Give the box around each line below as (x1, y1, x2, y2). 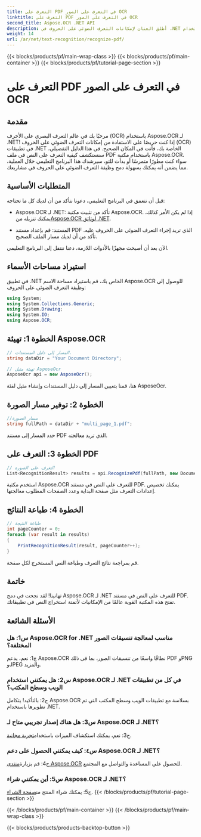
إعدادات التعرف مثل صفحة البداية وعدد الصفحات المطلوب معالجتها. (7, 487, 156, 495)
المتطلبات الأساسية (7, 181, 70, 191)
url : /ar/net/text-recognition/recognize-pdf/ (7, 36, 125, 42)
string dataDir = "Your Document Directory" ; (7, 355, 122, 361)
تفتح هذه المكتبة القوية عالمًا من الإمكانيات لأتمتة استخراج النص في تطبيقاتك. (7, 599, 175, 606)
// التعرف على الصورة (7, 464, 55, 471)
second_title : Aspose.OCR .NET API (7, 20, 95, 26)
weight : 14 (7, 31, 34, 37)
